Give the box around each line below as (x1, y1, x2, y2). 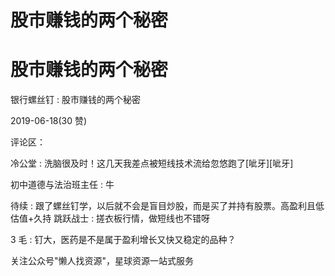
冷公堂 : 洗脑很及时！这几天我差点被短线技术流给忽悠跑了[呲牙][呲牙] (10, 157, 294, 170)
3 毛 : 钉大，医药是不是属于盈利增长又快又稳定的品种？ (10, 234, 237, 246)
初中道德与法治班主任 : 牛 (10, 179, 115, 191)
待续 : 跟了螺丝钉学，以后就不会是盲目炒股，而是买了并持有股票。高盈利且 (10, 200, 316, 212)
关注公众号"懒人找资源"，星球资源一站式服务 (10, 255, 195, 267)
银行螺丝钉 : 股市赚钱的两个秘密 (10, 94, 141, 106)
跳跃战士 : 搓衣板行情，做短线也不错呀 (53, 212, 211, 225)
